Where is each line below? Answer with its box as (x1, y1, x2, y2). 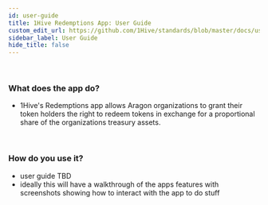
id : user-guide (8, 11, 59, 20)
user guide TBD (19, 171, 72, 180)
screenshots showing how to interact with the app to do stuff (19, 188, 220, 197)
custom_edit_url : (8, 26, 66, 34)
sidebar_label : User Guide (8, 33, 98, 42)
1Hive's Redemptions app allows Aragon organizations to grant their (19, 101, 243, 110)
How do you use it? (8, 153, 84, 164)
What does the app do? (8, 83, 100, 94)
